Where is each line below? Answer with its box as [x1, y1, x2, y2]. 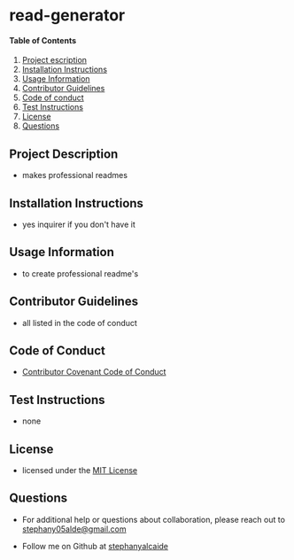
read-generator [9, 5, 126, 26]
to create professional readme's [21, 268, 139, 279]
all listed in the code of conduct [21, 317, 137, 328]
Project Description [9, 146, 119, 161]
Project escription [21, 55, 87, 66]
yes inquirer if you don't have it [21, 219, 135, 230]
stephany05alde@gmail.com [21, 524, 127, 534]
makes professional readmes [21, 170, 128, 181]
